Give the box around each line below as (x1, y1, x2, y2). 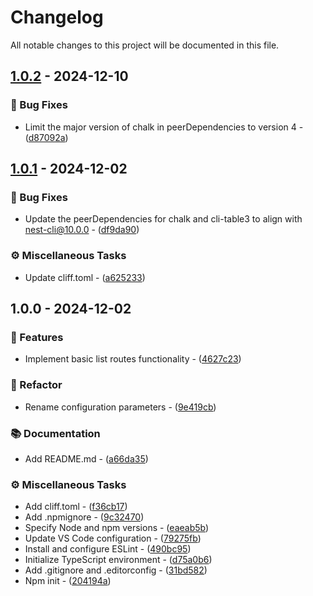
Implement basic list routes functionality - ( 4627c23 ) (24, 353, 242, 365)
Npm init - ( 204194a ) (24, 575, 112, 587)
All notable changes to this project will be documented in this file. (10, 39, 280, 51)
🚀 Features (10, 330, 64, 344)
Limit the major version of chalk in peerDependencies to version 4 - (24, 121, 304, 133)
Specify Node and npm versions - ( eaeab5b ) (24, 522, 210, 534)
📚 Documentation (10, 426, 101, 440)
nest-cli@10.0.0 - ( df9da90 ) (24, 224, 140, 236)
